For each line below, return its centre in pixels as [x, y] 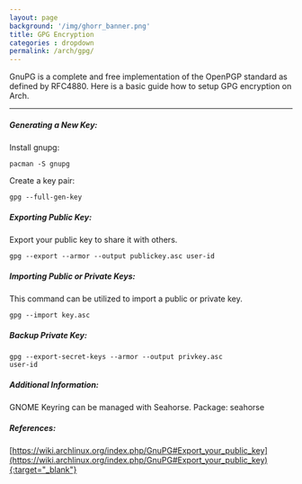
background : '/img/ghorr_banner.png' [80, 26]
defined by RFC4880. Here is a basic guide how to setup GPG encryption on [151, 86]
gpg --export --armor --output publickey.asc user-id [112, 256]
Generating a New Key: [53, 125]
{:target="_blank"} [43, 470]
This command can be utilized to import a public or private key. [126, 299]
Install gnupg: [35, 148]
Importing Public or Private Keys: [72, 276]
